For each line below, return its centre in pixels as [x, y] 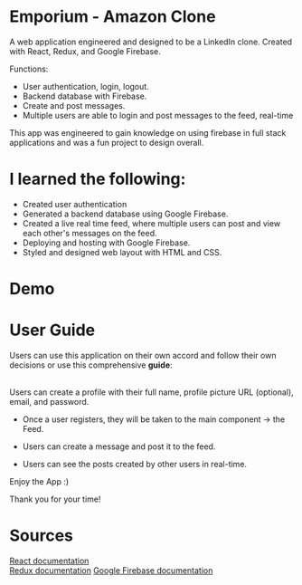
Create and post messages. [74, 105]
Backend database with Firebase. [85, 96]
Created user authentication [75, 204]
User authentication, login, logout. [85, 86]
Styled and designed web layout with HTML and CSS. [122, 252]
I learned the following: [98, 179]
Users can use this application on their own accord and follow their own [143, 355]
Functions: [29, 69]
